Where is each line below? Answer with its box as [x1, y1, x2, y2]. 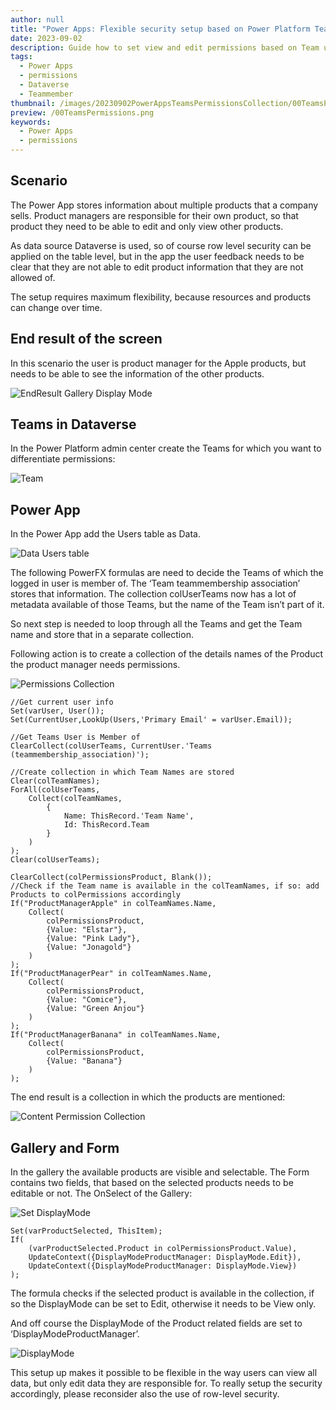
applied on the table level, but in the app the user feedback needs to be [10, 250, 305, 262]
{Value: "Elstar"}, [46, 925, 128, 935]
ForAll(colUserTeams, [10, 785, 101, 795]
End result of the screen [10, 331, 163, 348]
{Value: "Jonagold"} [46, 942, 132, 953]
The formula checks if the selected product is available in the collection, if [10, 1287, 315, 1300]
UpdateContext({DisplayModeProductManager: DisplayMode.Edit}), [28, 1252, 302, 1263]
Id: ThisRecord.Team [63, 820, 150, 830]
